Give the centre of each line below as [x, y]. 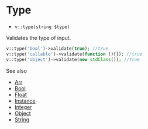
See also [17, 70]
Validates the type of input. [39, 38]
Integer [23, 107]
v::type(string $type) [42, 27]
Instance [25, 101]
